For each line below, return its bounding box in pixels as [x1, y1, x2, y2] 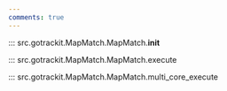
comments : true [8, 12, 65, 22]
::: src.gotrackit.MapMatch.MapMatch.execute [8, 54, 177, 64]
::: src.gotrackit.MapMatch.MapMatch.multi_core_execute [8, 72, 219, 82]
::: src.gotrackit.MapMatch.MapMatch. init [8, 37, 160, 48]
